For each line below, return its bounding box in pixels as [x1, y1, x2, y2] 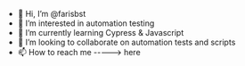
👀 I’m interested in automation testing [17, 18, 155, 29]
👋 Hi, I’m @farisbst [17, 9, 86, 19]
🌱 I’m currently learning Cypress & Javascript [17, 28, 184, 37]
